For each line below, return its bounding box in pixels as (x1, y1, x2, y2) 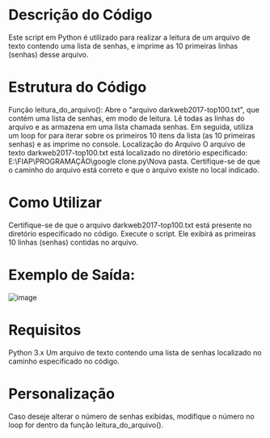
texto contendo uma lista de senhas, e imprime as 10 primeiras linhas (8, 40, 238, 50)
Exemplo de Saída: (8, 266, 136, 284)
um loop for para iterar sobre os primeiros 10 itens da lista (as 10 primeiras (8, 130, 256, 140)
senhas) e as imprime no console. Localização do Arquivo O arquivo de (8, 139, 246, 149)
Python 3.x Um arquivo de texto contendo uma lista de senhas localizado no (8, 347, 262, 357)
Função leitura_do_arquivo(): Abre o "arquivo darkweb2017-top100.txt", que (8, 104, 260, 114)
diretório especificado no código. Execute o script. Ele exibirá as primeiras (8, 228, 256, 238)
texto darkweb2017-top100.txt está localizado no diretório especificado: (8, 147, 248, 157)
